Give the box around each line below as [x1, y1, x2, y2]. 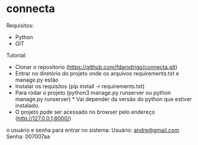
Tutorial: [6, 51, 27, 59]
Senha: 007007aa [6, 132, 50, 140]
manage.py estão [15, 76, 59, 83]
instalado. [15, 101, 40, 109]
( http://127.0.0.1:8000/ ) [15, 114, 71, 122]
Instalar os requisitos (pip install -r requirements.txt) [15, 82, 145, 89]
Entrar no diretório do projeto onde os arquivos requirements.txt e [15, 69, 180, 77]
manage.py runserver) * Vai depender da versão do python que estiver [15, 95, 192, 103]
